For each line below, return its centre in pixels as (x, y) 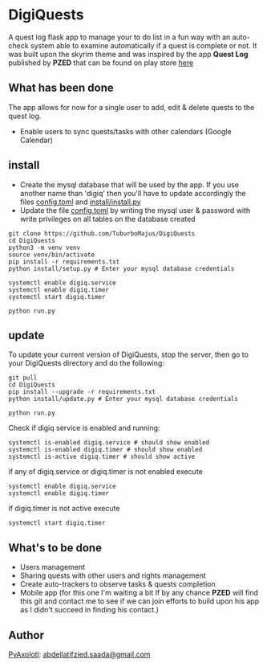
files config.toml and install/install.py (81, 202)
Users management (53, 567)
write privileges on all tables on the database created (107, 219)
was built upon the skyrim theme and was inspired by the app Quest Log (128, 54)
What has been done (61, 88)
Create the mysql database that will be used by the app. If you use (129, 184)
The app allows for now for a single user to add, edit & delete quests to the (131, 107)
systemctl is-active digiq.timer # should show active (102, 457)
